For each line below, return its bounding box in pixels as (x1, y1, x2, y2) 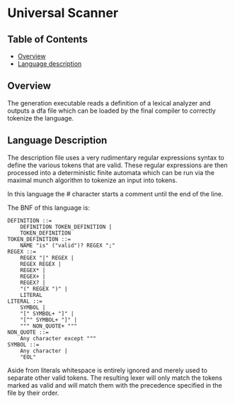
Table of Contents (7, 33, 88, 45)
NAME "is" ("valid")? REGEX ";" (20, 242, 115, 249)
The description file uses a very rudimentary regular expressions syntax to (7, 153, 224, 162)
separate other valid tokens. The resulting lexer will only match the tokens (7, 374, 223, 382)
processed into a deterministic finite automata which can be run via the (7, 168, 214, 176)
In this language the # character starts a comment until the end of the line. (7, 189, 224, 198)
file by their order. (7, 388, 59, 397)
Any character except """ (20, 335, 97, 342)
